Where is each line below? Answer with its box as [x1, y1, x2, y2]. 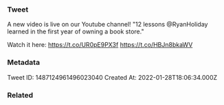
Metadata [7, 58, 40, 67]
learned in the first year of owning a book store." [7, 27, 144, 35]
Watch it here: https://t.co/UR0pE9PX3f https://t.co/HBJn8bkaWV [7, 41, 193, 49]
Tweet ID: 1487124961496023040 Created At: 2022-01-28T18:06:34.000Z [7, 73, 218, 81]
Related [7, 90, 34, 100]
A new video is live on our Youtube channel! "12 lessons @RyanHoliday [7, 20, 208, 29]
